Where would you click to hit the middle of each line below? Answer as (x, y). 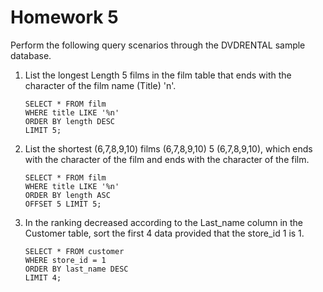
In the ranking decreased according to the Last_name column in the (164, 222)
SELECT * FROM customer (74, 251)
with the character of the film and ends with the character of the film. (167, 159)
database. (31, 55)
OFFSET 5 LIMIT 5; (63, 204)
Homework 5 (64, 17)
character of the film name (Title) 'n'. (100, 85)
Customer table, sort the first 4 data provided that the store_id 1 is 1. (164, 233)
